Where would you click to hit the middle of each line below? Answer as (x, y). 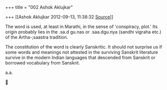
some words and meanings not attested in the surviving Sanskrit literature (82, 52)
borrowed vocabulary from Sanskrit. (43, 63)
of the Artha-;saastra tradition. (37, 37)
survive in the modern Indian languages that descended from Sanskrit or (80, 57)
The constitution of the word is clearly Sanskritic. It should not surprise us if (84, 47)
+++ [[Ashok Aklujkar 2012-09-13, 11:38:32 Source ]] (59, 17)
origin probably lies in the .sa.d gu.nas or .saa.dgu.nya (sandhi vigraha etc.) (83, 32)
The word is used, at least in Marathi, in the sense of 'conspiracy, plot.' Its (81, 26)
